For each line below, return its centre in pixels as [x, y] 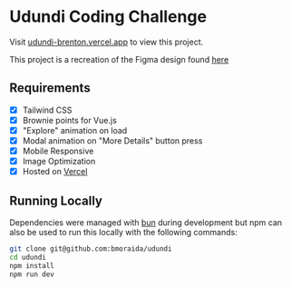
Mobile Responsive [58, 151]
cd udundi [28, 257]
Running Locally [56, 200]
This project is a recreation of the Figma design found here [119, 59]
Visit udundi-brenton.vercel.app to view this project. [107, 42]
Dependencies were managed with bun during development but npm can [146, 223]
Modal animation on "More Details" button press [112, 140]
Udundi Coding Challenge [108, 17]
